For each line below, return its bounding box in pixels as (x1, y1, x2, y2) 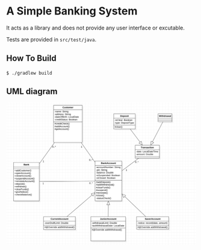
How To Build (6, 53, 57, 64)
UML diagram (6, 86, 58, 97)
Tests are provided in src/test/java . (6, 36, 97, 43)
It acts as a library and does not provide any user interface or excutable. (6, 24, 185, 31)
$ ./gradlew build (6, 70, 52, 76)
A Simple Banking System (6, 4, 138, 18)
